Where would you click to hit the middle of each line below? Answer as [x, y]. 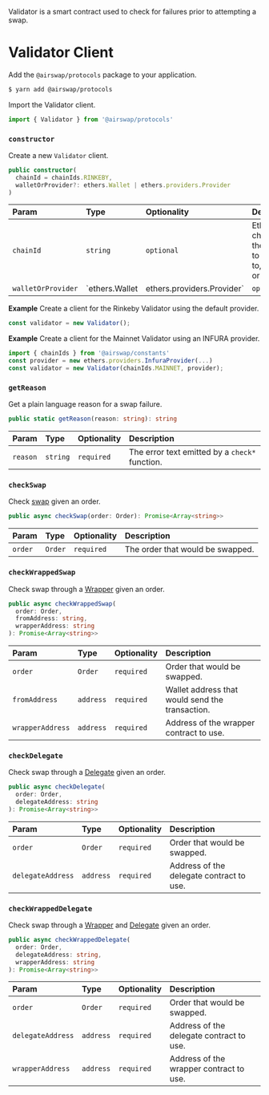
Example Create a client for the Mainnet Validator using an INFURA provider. [134, 339]
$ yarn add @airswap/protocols [60, 89]
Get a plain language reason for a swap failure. [85, 404]
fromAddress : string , [52, 618]
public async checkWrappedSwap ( [62, 604]
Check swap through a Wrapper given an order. [87, 589]
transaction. [188, 710]
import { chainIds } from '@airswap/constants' [89, 353]
